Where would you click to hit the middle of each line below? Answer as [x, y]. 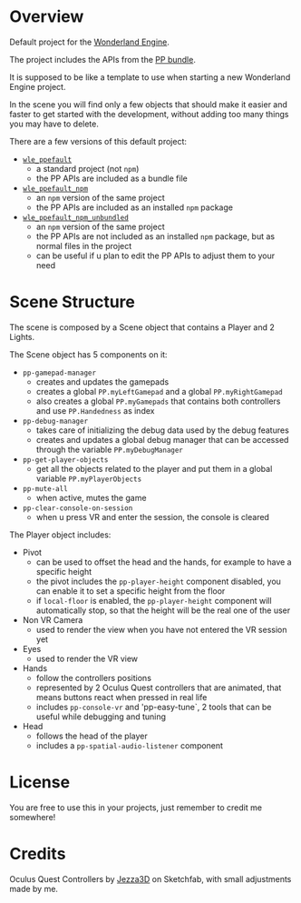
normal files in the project [84, 246]
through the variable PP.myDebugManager [110, 449]
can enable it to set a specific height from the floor [131, 591]
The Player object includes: [60, 535]
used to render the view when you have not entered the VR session [161, 629]
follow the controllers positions [94, 677]
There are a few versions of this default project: [98, 141]
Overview [47, 17]
